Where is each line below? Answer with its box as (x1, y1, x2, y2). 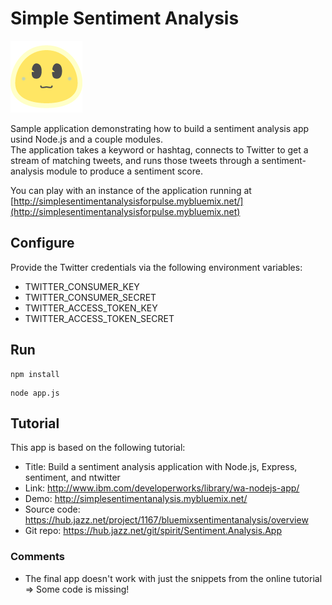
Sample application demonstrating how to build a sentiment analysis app (10, 122, 310, 134)
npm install (10, 369, 60, 379)
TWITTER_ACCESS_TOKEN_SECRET (24, 312, 175, 324)
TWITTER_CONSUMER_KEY (24, 280, 140, 292)
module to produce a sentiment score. (46, 165, 203, 177)
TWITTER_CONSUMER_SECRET (24, 291, 157, 303)
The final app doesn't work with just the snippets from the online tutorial (24, 572, 323, 584)
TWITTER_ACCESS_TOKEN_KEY (24, 302, 158, 314)
